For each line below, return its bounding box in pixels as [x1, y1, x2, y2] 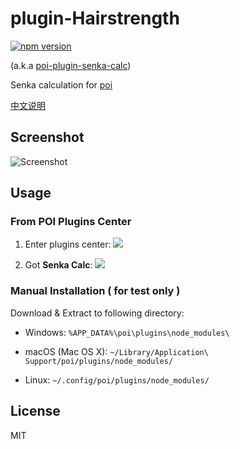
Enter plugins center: [24, 238, 112, 251]
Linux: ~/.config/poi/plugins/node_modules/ [24, 373, 210, 386]
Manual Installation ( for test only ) [10, 284, 181, 298]
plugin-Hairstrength [10, 7, 180, 30]
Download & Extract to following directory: [10, 307, 185, 319]
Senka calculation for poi [10, 78, 113, 91]
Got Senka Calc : [24, 259, 93, 271]
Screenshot [10, 129, 85, 146]
